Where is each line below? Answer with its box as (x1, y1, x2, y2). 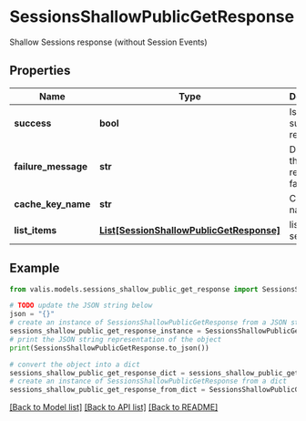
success (14, 117, 52, 129)
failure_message (14, 159, 88, 172)
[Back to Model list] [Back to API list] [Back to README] (9, 402, 219, 413)
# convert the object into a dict (9, 360, 141, 369)
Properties (9, 63, 71, 78)
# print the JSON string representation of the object (9, 334, 222, 344)
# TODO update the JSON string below (9, 301, 153, 311)
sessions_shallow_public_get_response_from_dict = (9, 385, 206, 395)
